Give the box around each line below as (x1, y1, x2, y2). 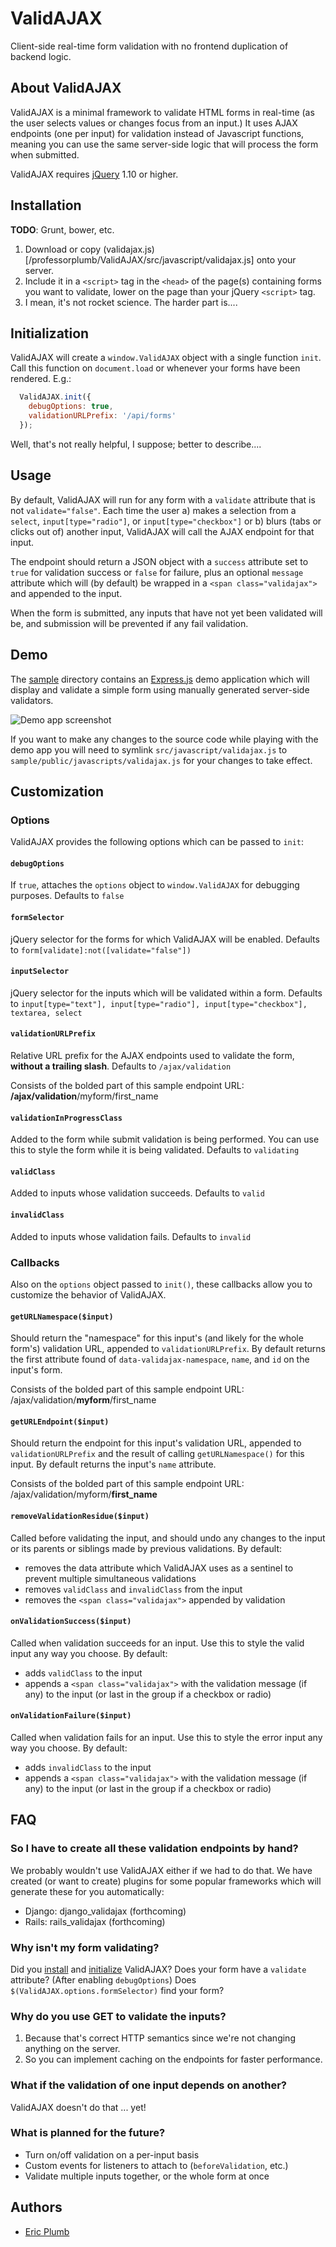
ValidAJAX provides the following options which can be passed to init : (10, 836, 305, 848)
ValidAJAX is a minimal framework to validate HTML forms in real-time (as (10, 106, 315, 118)
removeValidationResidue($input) (10, 1511, 150, 1521)
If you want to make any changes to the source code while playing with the (10, 733, 319, 745)
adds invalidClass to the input (24, 1761, 152, 1773)
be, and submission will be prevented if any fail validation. (10, 617, 249, 629)
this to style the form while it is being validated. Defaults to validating (10, 1144, 300, 1156)
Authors (10, 2199, 63, 2216)
